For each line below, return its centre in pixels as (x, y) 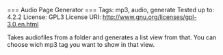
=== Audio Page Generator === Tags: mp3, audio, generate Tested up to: (110, 10)
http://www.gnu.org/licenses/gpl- (149, 17)
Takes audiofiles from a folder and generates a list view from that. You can (112, 37)
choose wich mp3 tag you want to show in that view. (81, 44)
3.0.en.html (23, 24)
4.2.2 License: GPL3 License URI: (54, 17)
